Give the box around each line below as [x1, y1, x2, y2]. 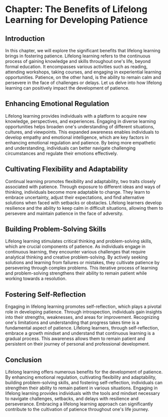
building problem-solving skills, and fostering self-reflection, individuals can [5, 380, 162, 386]
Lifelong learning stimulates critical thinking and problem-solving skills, [5, 238, 152, 244]
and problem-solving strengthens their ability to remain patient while [5, 270, 147, 276]
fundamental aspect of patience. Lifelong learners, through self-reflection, [5, 325, 159, 331]
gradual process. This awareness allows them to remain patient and [5, 336, 145, 342]
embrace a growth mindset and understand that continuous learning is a [5, 330, 155, 337]
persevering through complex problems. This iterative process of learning [5, 265, 158, 271]
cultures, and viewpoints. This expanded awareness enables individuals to [5, 129, 159, 135]
